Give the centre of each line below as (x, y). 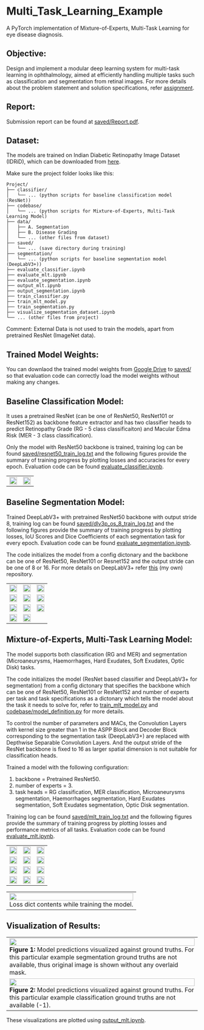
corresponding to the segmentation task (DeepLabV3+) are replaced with (98, 736)
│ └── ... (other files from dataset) (58, 238)
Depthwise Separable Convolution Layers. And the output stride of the (94, 742)
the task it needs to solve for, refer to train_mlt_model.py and (82, 705)
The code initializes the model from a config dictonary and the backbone (97, 554)
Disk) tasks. (21, 667)
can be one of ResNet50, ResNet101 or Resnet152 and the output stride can (100, 561)
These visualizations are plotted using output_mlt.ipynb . (76, 1020)
